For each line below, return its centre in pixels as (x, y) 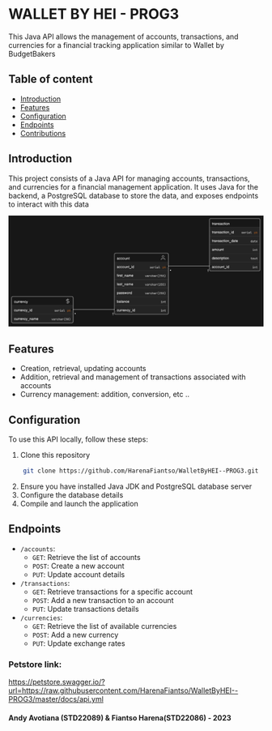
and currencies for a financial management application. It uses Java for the (134, 186)
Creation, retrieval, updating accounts (83, 369)
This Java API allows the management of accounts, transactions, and (123, 36)
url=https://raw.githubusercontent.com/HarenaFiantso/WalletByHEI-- (123, 690)
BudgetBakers (32, 53)
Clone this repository (55, 455)
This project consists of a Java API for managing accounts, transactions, (129, 178)
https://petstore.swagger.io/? (57, 682)
